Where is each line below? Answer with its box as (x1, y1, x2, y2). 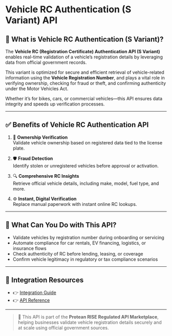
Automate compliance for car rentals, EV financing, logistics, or (12, 240, 146, 246)
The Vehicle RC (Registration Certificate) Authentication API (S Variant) (5, 49, 160, 54)
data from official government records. (5, 59, 87, 65)
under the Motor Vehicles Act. (5, 86, 69, 92)
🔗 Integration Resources (5, 276, 84, 285)
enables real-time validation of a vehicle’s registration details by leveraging (5, 54, 163, 60)
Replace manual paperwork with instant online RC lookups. (12, 201, 137, 207)
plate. (12, 145, 25, 151)
